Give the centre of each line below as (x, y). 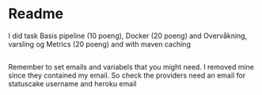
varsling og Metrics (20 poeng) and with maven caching (100, 44)
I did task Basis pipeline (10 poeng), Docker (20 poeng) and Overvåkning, (128, 36)
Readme (36, 14)
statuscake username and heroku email (72, 84)
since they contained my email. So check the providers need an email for (127, 75)
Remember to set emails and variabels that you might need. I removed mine (131, 67)
